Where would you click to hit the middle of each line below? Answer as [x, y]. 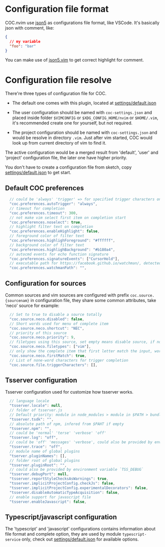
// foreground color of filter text [47, 236]
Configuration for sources [46, 283]
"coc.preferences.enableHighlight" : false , [55, 231]
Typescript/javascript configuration [61, 517]
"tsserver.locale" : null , [36, 406]
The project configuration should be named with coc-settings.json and [85, 133]
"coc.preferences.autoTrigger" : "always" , [54, 204]
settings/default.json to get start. [38, 173]
